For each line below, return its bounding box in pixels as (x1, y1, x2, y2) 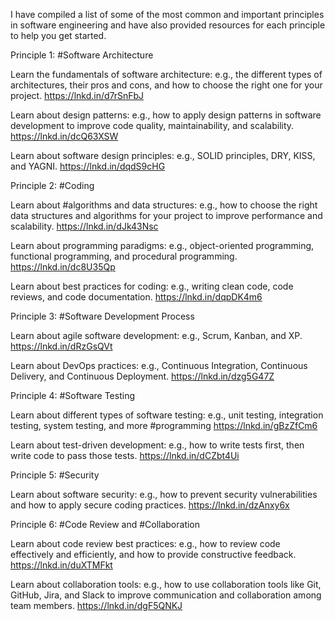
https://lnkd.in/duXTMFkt (10, 559, 113, 571)
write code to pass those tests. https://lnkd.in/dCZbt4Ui (10, 450, 240, 461)
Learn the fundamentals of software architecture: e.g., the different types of (10, 69, 323, 80)
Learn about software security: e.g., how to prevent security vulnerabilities (10, 489, 318, 500)
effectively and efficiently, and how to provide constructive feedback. (10, 549, 297, 560)
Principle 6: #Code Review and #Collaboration (10, 519, 201, 530)
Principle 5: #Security (10, 469, 100, 481)
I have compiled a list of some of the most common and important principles (10, 9, 325, 20)
